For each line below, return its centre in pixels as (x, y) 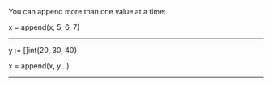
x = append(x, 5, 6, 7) (44, 27)
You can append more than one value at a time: (87, 12)
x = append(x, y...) (39, 66)
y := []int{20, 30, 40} (43, 50)
